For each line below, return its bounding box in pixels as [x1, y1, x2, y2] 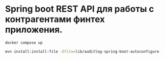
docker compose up [5, 40, 43, 45]
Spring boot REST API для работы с [5, 3, 154, 15]
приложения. [5, 24, 63, 35]
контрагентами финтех [5, 14, 105, 25]
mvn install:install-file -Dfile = [5, 49, 76, 54]
